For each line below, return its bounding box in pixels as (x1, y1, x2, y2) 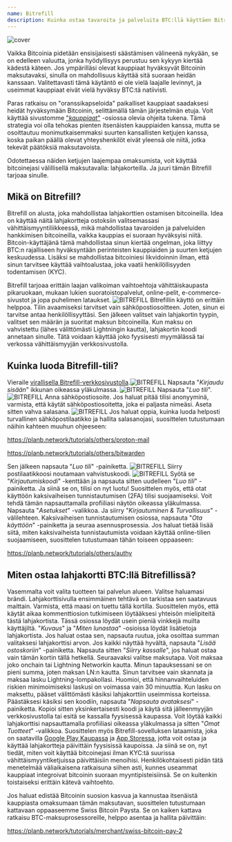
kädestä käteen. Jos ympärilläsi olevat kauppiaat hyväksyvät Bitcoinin (7, 63, 206, 72)
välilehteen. (7, 513, 40, 522)
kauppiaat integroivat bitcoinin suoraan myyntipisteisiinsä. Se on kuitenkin (7, 770, 217, 779)
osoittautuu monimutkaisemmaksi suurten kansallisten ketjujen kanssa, (7, 128, 209, 137)
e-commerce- (182, 288, 222, 297)
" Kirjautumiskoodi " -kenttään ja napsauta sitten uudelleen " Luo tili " (7, 477, 198, 485)
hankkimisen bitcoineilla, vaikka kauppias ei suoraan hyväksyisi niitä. (7, 231, 202, 239)
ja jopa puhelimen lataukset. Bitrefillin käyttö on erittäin (30, 296, 225, 304)
